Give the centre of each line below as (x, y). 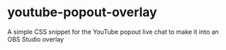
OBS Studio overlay (36, 39)
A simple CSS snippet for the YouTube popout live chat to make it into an (113, 32)
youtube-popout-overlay (82, 12)
